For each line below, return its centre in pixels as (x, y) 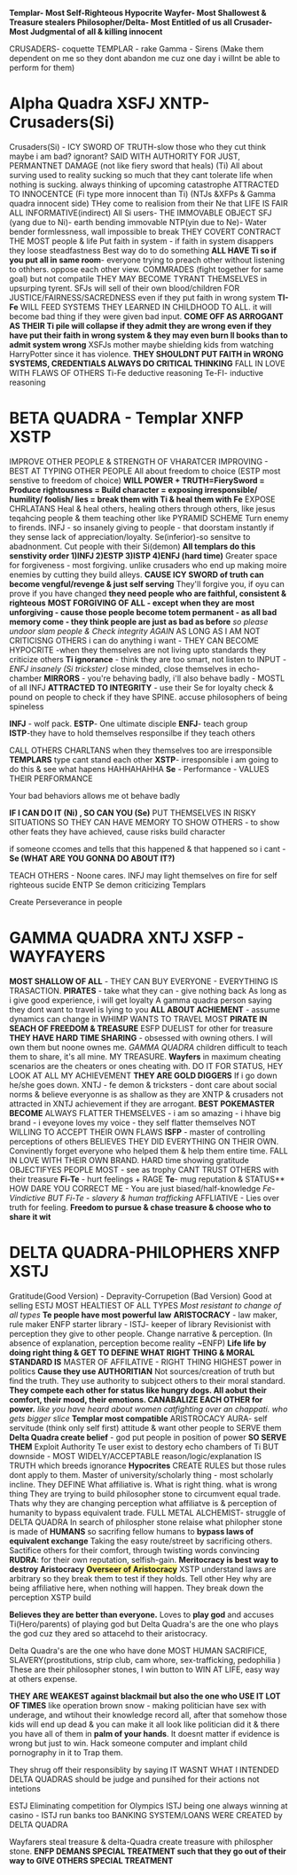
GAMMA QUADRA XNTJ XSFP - (127, 938)
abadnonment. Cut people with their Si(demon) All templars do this (133, 546)
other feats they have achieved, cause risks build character (117, 832)
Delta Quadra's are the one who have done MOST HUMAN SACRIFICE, (138, 1650)
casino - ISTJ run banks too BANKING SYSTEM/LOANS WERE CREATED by (146, 1815)
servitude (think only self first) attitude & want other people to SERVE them (145, 1427)
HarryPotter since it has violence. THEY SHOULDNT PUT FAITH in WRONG (146, 354)
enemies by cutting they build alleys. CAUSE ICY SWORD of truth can (137, 574)
